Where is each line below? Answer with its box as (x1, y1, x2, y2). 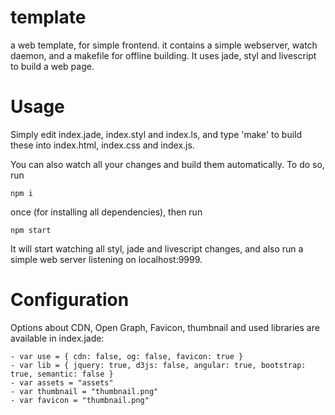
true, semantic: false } (10, 369, 114, 379)
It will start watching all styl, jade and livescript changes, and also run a (10, 242, 304, 255)
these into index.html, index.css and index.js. (10, 139, 195, 151)
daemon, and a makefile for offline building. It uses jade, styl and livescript (10, 49, 317, 61)
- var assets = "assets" (10, 377, 114, 388)
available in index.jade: (10, 332, 105, 344)
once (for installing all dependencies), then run (10, 206, 203, 218)
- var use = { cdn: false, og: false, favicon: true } (10, 351, 244, 361)
